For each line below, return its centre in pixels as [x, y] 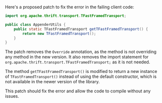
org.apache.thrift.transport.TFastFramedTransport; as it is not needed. [78, 62]
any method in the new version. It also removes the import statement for [77, 57]
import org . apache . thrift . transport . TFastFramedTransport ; [66, 16]
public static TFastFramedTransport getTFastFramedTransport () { [81, 29]
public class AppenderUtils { [36, 24]
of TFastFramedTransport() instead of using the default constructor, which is [81, 76]
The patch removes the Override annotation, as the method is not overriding [81, 52]
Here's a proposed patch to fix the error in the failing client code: [70, 7]
